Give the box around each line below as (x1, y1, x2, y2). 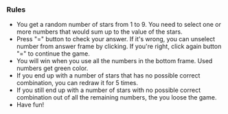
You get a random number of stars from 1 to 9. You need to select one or (16, 21, 221, 29)
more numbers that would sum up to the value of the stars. (16, 27, 183, 36)
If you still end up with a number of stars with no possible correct (16, 86, 201, 94)
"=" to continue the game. (16, 49, 90, 58)
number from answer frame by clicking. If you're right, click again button (16, 43, 222, 51)
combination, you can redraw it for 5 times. (16, 79, 139, 87)
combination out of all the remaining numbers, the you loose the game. (16, 93, 217, 102)
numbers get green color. (16, 64, 89, 73)
